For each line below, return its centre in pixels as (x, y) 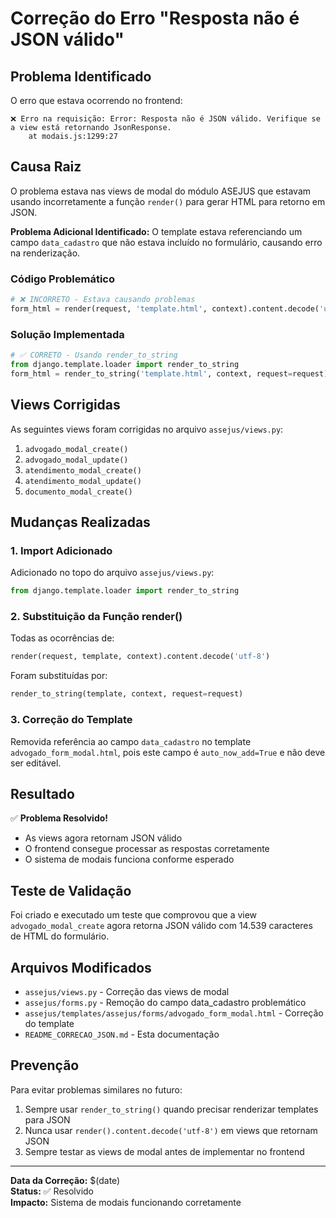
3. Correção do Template (71, 720)
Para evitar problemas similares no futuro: (96, 1089)
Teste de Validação (71, 890)
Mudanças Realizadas (80, 522)
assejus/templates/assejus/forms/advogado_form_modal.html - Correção (174, 1013)
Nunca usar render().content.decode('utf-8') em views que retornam (171, 1130)
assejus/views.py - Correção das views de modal (127, 991)
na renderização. (45, 253)
